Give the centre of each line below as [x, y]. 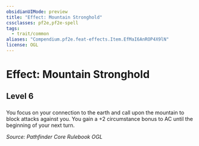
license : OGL [22, 45]
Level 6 [20, 96]
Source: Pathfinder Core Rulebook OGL [55, 137]
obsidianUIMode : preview [37, 12]
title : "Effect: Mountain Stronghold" [54, 17]
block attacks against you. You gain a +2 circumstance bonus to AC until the [100, 119]
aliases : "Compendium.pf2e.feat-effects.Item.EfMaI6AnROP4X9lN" [88, 39]
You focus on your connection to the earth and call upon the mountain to [95, 113]
